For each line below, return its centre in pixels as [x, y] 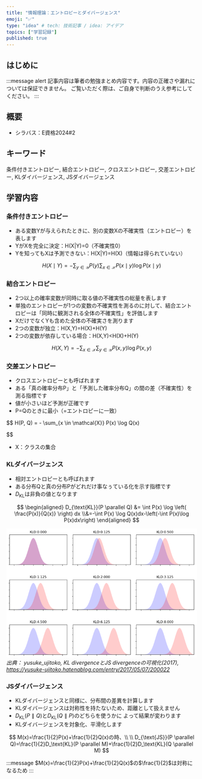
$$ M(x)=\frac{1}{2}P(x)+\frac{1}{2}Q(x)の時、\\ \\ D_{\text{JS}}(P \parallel [102, 737]
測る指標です [31, 396]
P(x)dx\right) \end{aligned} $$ [102, 520]
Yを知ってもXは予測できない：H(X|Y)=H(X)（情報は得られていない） [100, 254]
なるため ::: [20, 770]
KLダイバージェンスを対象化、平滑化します [69, 724]
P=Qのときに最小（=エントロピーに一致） [67, 411]
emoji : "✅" [21, 19]
